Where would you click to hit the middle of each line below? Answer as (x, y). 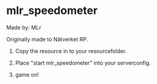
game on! (27, 74)
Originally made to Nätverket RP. (47, 39)
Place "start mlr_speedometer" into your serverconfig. (83, 63)
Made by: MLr (24, 27)
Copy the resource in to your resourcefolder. (71, 51)
